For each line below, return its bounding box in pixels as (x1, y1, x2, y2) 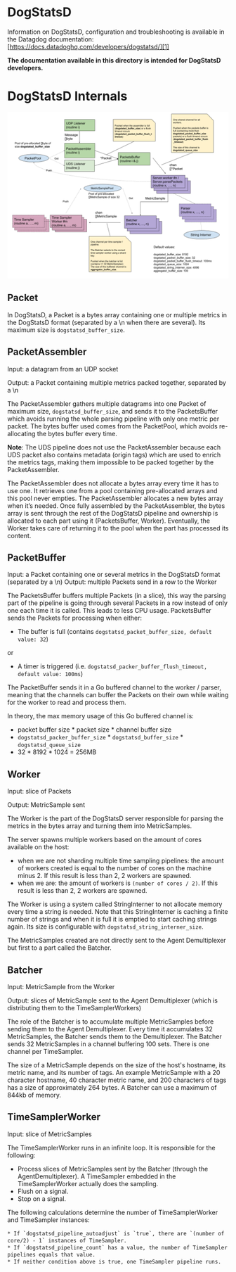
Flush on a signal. (17, 1187, 69, 1195)
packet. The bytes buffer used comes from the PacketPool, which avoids (7, 421, 218, 430)
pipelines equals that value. (7, 1251, 96, 1258)
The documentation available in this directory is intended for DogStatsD (7, 56, 221, 64)
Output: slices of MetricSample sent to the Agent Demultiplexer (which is (7, 996, 218, 1005)
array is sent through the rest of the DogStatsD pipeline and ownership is (7, 509, 218, 517)
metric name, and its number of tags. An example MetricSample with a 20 (7, 1068, 221, 1076)
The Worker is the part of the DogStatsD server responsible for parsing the (7, 814, 223, 823)
